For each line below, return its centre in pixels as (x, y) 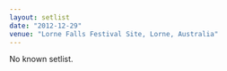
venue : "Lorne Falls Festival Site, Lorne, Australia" (114, 34)
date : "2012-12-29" (46, 26)
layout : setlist (39, 17)
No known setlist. (41, 59)
